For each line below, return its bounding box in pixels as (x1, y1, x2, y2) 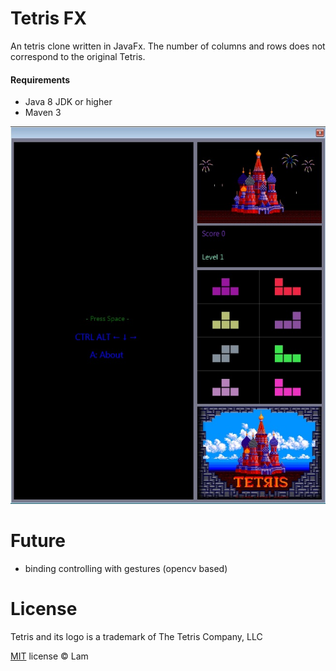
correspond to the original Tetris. (10, 50, 146, 62)
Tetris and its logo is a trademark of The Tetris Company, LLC (10, 630, 263, 642)
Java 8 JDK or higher (24, 96, 113, 108)
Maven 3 (24, 107, 62, 119)
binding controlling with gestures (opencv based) (24, 562, 228, 574)
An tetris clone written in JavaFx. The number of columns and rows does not (10, 40, 326, 52)
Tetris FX (10, 7, 87, 30)
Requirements (10, 73, 71, 86)
